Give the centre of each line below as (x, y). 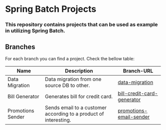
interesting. (58, 120)
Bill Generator (23, 96)
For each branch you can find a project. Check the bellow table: (70, 58)
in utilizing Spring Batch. (35, 31)
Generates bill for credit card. (79, 96)
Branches (20, 47)
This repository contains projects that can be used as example (82, 25)
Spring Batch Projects (51, 9)
